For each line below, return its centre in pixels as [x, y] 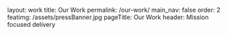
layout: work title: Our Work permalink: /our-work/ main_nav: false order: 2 [114, 10]
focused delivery [31, 24]
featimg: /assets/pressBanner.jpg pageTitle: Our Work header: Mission [108, 17]
